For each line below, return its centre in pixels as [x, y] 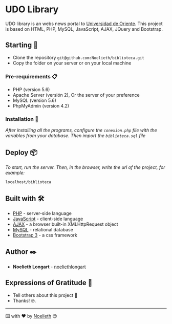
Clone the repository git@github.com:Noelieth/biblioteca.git [79, 57]
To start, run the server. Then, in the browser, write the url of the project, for [85, 167]
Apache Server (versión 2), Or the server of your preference [76, 95]
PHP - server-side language [42, 213]
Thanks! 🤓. [24, 300]
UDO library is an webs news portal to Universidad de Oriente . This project [84, 24]
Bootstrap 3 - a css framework [45, 235]
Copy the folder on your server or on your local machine [72, 63]
